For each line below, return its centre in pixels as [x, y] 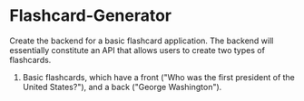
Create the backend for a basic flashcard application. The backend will [142, 41]
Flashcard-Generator [91, 16]
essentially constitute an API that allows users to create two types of [137, 50]
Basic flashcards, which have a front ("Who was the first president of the [158, 77]
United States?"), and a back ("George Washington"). [122, 87]
